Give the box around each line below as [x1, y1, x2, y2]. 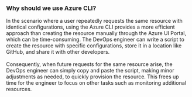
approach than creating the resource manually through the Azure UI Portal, [6, 30, 187, 37]
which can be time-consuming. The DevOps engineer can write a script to [6, 36, 184, 43]
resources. [6, 86, 32, 93]
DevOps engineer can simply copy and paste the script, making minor [6, 67, 174, 74]
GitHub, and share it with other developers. [6, 49, 110, 56]
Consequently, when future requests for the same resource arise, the [6, 61, 173, 68]
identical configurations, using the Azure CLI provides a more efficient [6, 23, 175, 30]
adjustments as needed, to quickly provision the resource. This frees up [6, 73, 180, 80]
